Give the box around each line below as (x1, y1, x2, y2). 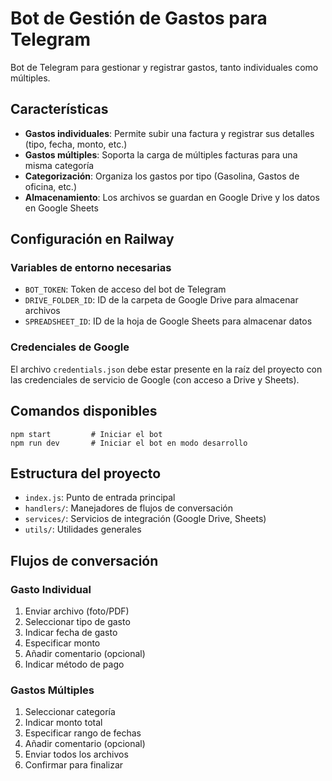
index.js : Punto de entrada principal (24, 492, 176, 504)
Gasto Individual (10, 582, 92, 596)
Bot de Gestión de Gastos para (10, 7, 268, 30)
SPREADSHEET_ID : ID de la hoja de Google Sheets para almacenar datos (24, 315, 313, 327)
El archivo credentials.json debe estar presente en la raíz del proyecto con (10, 363, 323, 375)
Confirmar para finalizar (24, 759, 124, 771)
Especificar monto (24, 637, 101, 649)
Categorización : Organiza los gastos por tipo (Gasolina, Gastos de (24, 170, 300, 182)
